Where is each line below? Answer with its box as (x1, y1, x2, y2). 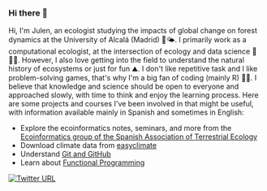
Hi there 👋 (8, 7, 49, 19)
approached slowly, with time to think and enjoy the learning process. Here (8, 90, 259, 100)
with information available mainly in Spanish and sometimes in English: (8, 107, 245, 117)
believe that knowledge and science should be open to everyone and (8, 81, 239, 92)
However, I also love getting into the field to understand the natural (21, 55, 245, 65)
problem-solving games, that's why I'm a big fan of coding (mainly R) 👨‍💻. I (8, 73, 257, 83)
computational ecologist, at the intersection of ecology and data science (8, 46, 251, 56)
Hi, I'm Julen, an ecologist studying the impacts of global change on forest (8, 26, 257, 36)
